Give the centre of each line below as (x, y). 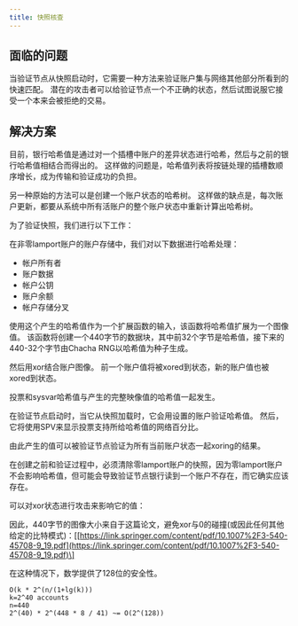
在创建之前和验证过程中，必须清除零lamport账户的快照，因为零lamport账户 (146, 465)
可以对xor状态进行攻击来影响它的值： (77, 505)
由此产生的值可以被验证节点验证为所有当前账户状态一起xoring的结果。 (137, 446)
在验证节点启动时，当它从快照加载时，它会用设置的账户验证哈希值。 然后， (146, 416)
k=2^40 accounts (39, 598)
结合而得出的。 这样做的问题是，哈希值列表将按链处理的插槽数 (161, 166)
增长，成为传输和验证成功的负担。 (79, 176)
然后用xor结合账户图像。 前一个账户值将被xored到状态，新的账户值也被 (139, 367)
